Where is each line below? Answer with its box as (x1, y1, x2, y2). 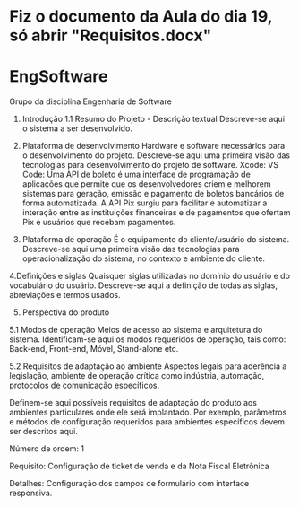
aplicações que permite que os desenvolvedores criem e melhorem (21, 179, 271, 189)
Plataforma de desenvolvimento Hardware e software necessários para (21, 141, 286, 152)
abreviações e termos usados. (9, 290, 121, 301)
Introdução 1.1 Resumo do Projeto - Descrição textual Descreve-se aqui (21, 114, 285, 125)
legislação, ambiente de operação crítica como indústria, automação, (9, 371, 265, 381)
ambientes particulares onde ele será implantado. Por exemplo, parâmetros (9, 406, 287, 418)
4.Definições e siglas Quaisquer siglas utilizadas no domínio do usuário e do (9, 271, 291, 282)
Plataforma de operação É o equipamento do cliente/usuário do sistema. (21, 234, 290, 245)
